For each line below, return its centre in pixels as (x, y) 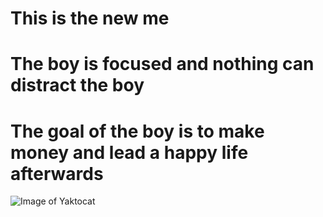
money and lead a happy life (129, 152)
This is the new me (90, 18)
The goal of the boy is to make (137, 131)
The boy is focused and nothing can (162, 64)
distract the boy (77, 85)
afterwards (57, 173)
